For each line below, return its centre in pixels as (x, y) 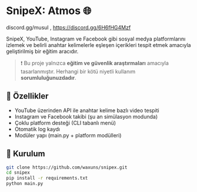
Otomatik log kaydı (37, 129)
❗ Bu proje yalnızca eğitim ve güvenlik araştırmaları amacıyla (95, 63)
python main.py (25, 184)
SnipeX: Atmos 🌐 (49, 11)
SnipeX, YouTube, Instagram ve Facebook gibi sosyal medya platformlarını (96, 39)
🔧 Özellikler (27, 96)
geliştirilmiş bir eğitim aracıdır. (42, 51)
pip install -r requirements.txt (47, 178)
